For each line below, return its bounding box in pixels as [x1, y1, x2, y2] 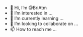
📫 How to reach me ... [10, 26, 57, 32]
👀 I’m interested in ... [10, 10, 53, 16]
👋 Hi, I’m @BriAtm [10, 5, 47, 10]
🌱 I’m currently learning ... [10, 15, 64, 21]
